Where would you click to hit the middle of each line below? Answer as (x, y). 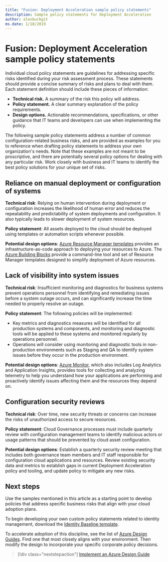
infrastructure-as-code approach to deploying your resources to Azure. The (83, 249)
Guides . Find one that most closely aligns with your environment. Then (78, 539)
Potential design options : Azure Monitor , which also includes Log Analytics (83, 365)
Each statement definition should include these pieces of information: (77, 89)
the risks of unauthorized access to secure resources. (61, 419)
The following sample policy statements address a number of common (78, 135)
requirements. (27, 110)
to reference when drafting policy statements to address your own (73, 146)
